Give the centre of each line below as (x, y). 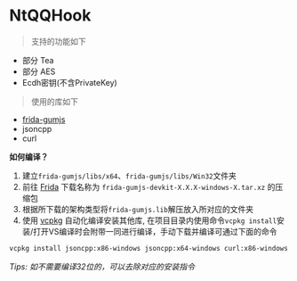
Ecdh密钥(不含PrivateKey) (69, 82)
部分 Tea (38, 60)
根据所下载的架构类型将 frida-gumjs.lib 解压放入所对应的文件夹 (138, 209)
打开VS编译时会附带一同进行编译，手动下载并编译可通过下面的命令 (155, 231)
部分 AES (39, 71)
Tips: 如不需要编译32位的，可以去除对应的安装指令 (102, 266)
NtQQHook (50, 16)
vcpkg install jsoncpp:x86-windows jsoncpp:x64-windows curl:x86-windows (149, 248)
